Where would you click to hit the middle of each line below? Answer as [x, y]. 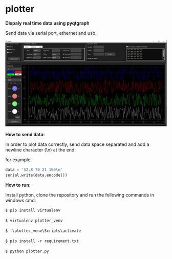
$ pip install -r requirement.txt [42, 241]
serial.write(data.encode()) [36, 175]
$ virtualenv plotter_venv [34, 221]
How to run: [18, 185]
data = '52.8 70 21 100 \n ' [34, 170]
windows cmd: [21, 200]
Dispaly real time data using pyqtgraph [47, 23]
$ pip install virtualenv [33, 210]
